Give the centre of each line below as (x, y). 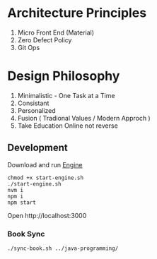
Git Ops (29, 47)
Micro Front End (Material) (56, 32)
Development (38, 148)
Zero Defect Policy (45, 40)
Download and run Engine (45, 164)
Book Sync (26, 234)
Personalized (37, 110)
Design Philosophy (64, 76)
